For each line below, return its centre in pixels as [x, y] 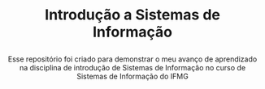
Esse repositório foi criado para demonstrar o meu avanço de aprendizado [132, 59]
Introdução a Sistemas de [132, 15]
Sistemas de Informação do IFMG [132, 76]
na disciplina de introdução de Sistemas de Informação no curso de [132, 68]
